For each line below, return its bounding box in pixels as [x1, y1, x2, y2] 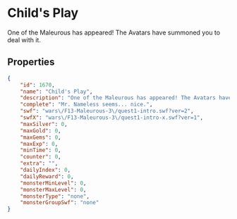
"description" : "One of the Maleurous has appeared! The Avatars [20, 94, 217, 101]
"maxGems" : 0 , [20, 134, 61, 141]
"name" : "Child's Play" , [20, 88, 93, 95]
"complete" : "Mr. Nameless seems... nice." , [20, 101, 153, 108]
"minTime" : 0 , [20, 146, 61, 154]
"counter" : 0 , [20, 154, 61, 161]
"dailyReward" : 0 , [20, 173, 74, 180]
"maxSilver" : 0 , [20, 120, 68, 127]
